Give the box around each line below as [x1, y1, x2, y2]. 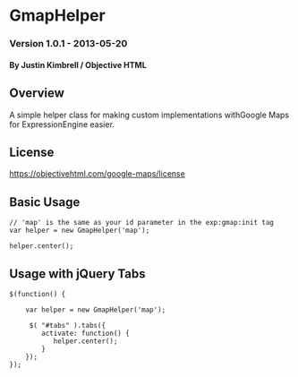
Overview [9, 86, 65, 101]
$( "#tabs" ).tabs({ [29, 321, 106, 330]
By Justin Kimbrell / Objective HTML [9, 59, 148, 70]
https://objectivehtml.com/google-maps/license [9, 168, 185, 179]
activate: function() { [41, 329, 130, 338]
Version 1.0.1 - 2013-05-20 [9, 38, 128, 50]
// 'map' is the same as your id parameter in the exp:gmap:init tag [9, 218, 275, 227]
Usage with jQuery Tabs [9, 266, 146, 281]
